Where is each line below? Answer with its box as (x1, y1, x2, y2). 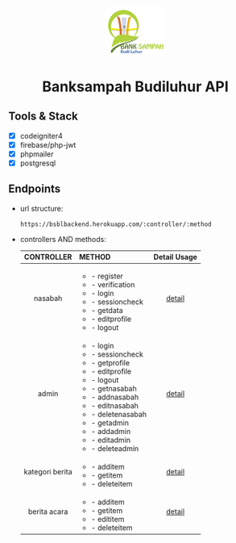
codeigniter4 (19, 131, 63, 140)
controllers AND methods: (19, 234, 106, 244)
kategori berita (23, 467, 72, 477)
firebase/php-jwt (19, 140, 77, 149)
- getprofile (91, 357, 130, 367)
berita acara (27, 507, 68, 516)
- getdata (91, 305, 123, 315)
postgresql (19, 158, 56, 168)
